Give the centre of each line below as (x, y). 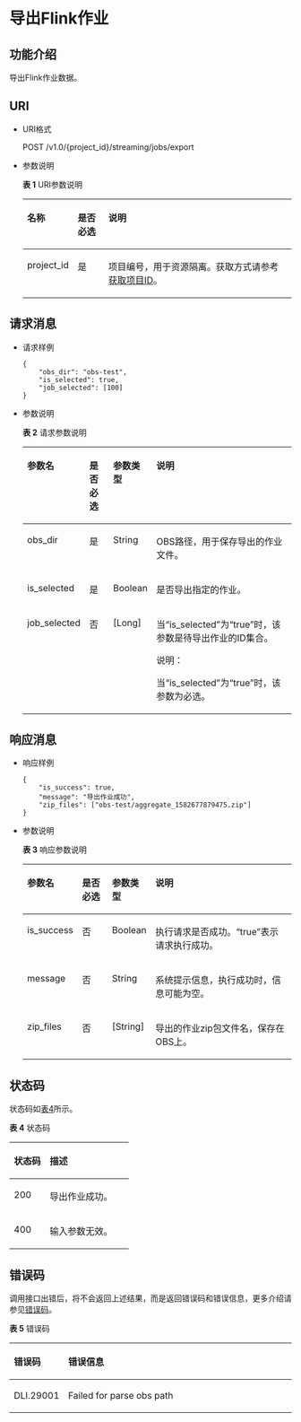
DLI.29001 (37, 1396)
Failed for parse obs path (121, 1396)
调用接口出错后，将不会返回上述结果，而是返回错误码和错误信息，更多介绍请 (150, 1298)
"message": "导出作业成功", (87, 798)
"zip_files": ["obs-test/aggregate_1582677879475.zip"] (145, 805)
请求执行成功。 (187, 946)
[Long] (127, 623)
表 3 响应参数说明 (55, 850)
